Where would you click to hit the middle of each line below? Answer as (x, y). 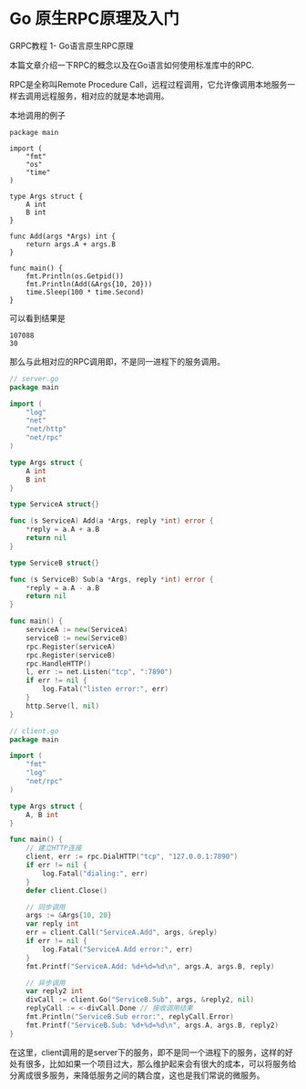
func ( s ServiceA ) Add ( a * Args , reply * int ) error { (112, 521)
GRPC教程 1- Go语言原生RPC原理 (71, 46)
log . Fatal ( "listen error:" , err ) (106, 690)
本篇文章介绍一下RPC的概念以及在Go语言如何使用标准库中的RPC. (132, 65)
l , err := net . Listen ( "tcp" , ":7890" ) (99, 672)
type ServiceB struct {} (55, 563)
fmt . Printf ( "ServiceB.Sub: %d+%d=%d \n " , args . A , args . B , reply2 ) (153, 1025)
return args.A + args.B (71, 244)
